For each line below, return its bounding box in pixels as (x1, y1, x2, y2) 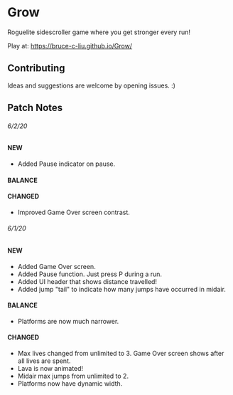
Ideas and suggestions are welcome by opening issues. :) (7, 81, 176, 90)
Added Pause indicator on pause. (17, 159, 116, 168)
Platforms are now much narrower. (17, 317, 119, 325)
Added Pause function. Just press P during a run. (17, 270, 162, 278)
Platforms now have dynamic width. (17, 379, 123, 388)
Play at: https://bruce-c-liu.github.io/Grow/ (7, 41, 133, 50)
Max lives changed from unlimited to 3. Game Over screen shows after (17, 349, 224, 357)
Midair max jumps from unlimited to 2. (17, 372, 129, 380)
